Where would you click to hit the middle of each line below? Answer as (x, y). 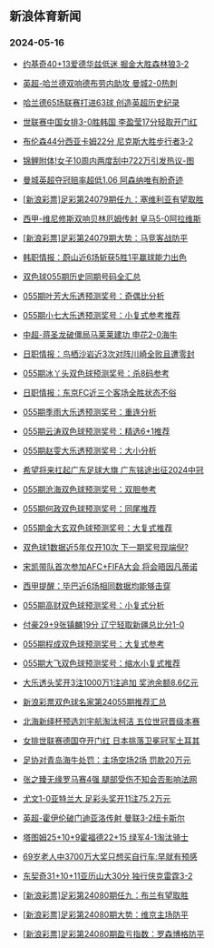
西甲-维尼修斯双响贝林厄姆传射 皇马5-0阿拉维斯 (112, 218)
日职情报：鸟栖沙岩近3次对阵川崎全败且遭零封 (108, 354)
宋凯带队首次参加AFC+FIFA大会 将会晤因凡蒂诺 (110, 566)
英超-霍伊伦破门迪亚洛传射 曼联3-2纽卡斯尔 (104, 818)
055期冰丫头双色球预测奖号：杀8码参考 (96, 373)
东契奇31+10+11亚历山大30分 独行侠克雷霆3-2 (107, 875)
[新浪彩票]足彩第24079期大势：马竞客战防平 (105, 237)
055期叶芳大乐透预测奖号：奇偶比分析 (93, 296)
